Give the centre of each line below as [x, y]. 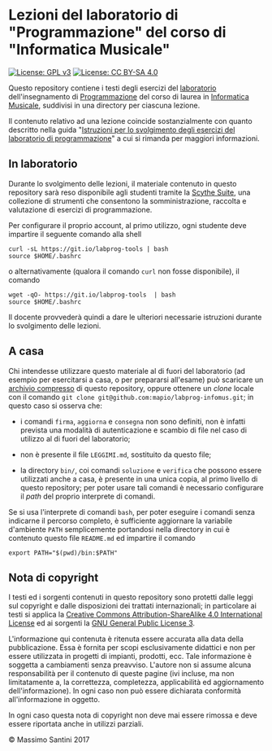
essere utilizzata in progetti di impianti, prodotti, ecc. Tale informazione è [130, 657]
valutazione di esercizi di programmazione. [80, 209]
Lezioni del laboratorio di [93, 15]
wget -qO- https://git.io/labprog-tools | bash [92, 295]
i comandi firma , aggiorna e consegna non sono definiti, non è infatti [133, 421]
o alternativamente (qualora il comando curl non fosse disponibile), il [124, 271]
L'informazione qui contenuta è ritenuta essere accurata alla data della [126, 639]
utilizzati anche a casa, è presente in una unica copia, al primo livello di [139, 479]
